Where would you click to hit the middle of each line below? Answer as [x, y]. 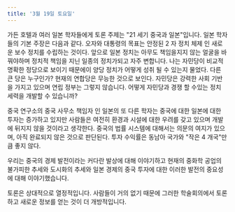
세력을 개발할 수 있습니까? [43, 96]
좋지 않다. [28, 146]
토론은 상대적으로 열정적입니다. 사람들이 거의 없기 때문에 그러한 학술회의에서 [111, 192]
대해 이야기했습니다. [42, 178]
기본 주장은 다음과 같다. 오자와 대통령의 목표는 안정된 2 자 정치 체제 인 [115, 43]
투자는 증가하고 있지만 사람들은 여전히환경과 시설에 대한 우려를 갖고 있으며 [109, 119]
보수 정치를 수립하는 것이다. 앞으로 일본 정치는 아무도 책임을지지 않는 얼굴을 [117, 52]
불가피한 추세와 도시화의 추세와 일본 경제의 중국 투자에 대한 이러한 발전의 [106, 169]
